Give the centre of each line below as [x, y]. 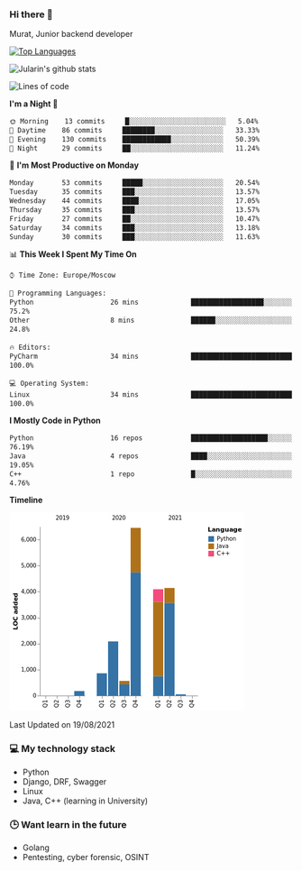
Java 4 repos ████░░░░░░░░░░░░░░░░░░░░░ [151, 456]
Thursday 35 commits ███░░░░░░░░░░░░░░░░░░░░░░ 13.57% [134, 210]
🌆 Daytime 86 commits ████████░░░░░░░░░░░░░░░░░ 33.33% [134, 131]
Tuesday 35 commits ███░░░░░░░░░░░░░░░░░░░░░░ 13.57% [134, 192]
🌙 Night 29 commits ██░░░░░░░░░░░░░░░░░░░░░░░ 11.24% [134, 149]
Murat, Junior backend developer [71, 34]
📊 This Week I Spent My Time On [73, 254]
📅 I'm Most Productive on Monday [74, 165]
